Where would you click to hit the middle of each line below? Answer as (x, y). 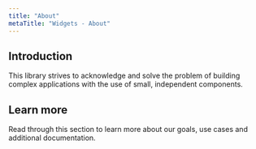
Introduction (41, 56)
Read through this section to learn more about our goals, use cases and (128, 130)
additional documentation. (52, 138)
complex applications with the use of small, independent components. (126, 84)
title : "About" (34, 16)
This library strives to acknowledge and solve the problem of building (124, 76)
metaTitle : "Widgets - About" (60, 23)
